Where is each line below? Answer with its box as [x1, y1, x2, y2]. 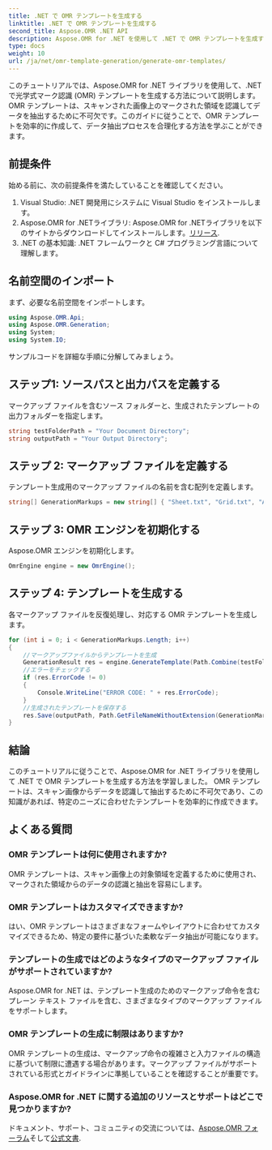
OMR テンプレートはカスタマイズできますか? [8, 901, 184, 912]
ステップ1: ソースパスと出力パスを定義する [8, 378, 221, 392]
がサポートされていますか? [8, 966, 113, 977]
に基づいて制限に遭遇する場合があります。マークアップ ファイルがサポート [8, 1058, 258, 1068]
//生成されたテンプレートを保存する [23, 703, 127, 712]
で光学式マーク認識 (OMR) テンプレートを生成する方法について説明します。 [8, 90, 261, 100]
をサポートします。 [8, 1006, 72, 1016]
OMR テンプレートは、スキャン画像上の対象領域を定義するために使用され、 [8, 869, 261, 878]
